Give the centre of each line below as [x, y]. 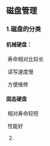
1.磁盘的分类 [24, 29]
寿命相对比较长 [26, 59]
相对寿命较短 [23, 113]
